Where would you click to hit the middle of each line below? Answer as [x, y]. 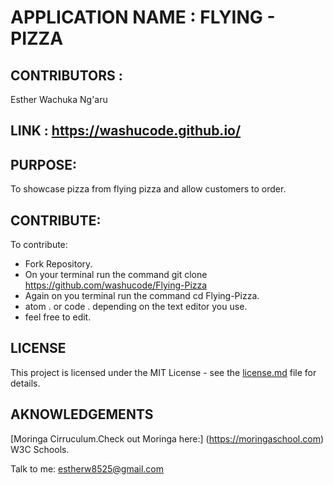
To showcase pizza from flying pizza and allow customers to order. [148, 189]
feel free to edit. [58, 317]
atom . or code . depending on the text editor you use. [136, 307]
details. [25, 383]
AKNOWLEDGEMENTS [82, 414]
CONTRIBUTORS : [66, 75]
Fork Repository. [58, 264]
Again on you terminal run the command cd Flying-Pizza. [142, 296]
